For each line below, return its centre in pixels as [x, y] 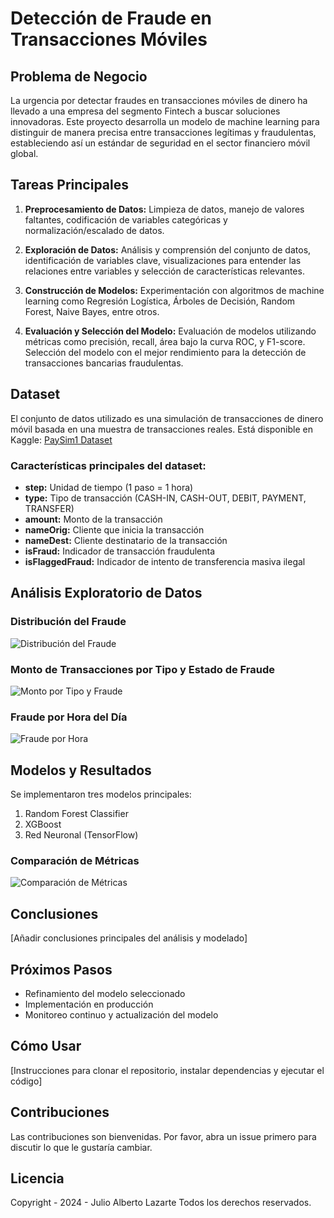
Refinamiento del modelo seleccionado [105, 993]
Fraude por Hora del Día [69, 717]
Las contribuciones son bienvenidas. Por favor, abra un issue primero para [163, 1136]
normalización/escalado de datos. [94, 230]
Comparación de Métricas [75, 860]
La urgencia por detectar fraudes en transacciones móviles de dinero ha [159, 100]
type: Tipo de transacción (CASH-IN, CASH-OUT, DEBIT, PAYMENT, [165, 498]
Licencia [37, 1178]
